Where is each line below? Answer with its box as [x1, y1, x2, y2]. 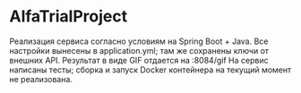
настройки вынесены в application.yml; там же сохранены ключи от [9, 45, 270, 55]
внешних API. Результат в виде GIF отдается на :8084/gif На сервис [9, 55, 269, 65]
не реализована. [9, 73, 73, 84]
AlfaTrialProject [9, 6, 128, 27]
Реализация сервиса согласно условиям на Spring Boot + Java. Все [9, 36, 269, 46]
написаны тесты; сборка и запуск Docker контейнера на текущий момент [9, 64, 292, 75]
